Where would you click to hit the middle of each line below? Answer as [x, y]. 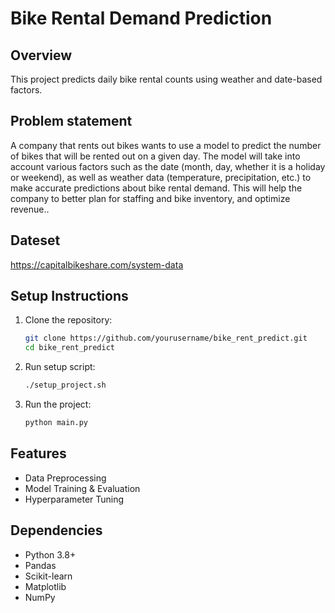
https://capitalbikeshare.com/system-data [97, 264]
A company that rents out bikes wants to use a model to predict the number [166, 145]
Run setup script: [60, 367]
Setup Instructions [69, 296]
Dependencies [56, 530]
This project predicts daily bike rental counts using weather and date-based [166, 79]
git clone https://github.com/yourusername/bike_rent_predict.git [166, 338]
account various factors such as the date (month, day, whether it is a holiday [168, 166]
